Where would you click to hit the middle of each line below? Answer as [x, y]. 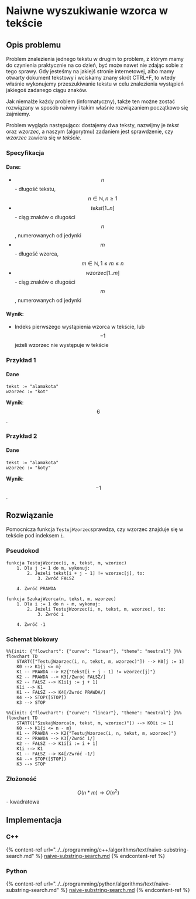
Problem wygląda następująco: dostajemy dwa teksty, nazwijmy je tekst [93, 125]
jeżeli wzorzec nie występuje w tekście [61, 345]
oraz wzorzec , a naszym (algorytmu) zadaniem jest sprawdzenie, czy [90, 131]
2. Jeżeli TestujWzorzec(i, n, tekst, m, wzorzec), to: [97, 609]
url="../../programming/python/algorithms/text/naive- [107, 884]
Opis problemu [34, 45]
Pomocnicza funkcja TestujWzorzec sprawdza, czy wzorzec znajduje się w [95, 529]
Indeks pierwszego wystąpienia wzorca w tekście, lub [80, 327]
